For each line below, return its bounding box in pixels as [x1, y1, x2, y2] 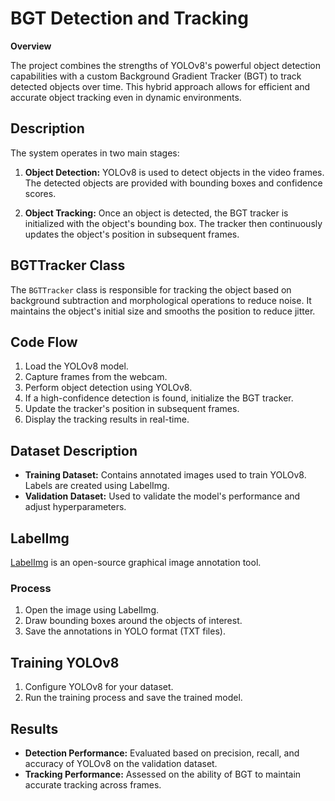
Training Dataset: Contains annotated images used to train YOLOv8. [24, 469, 307, 481]
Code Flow [10, 333, 78, 351]
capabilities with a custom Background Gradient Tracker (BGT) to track [10, 70, 302, 82]
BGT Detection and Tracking [10, 7, 249, 30]
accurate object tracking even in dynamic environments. [10, 91, 242, 103]
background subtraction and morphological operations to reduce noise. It [10, 294, 312, 306]
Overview [10, 40, 52, 52]
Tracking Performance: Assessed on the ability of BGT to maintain [24, 768, 302, 780]
